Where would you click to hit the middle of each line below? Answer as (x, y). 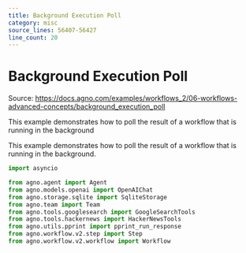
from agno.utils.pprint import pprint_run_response (95, 227)
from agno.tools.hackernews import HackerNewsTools (95, 219)
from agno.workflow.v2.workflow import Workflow (89, 241)
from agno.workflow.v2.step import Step (76, 234)
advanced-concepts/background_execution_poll (87, 106)
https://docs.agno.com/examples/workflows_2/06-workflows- (136, 99)
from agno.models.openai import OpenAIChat (81, 190)
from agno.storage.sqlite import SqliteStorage (88, 197)
